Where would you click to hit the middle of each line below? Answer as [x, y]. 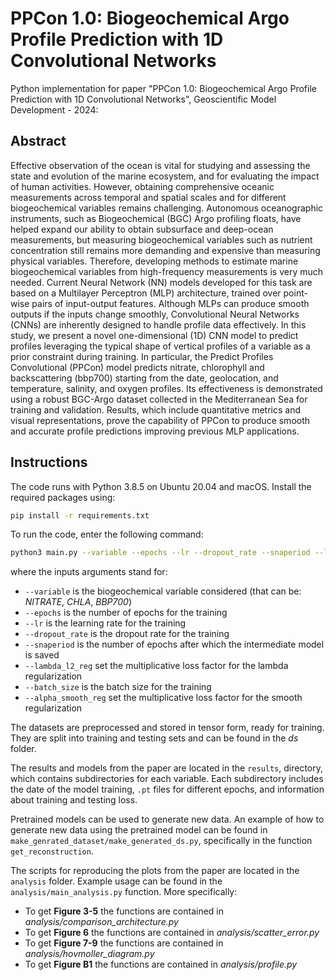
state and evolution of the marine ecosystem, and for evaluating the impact [165, 176]
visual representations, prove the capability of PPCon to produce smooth [160, 420]
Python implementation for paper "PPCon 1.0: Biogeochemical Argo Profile [163, 88]
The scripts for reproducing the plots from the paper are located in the [155, 871]
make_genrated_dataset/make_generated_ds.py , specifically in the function [161, 841]
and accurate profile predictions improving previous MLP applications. [155, 431]
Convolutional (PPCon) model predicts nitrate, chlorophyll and [137, 367]
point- [295, 293]
